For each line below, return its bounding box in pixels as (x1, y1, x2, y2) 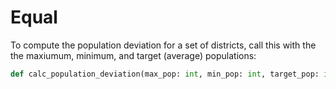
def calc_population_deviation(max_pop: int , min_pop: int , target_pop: (10, 69, 320, 79)
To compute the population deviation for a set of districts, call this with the (10, 39, 317, 51)
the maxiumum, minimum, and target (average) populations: (10, 49, 257, 61)
